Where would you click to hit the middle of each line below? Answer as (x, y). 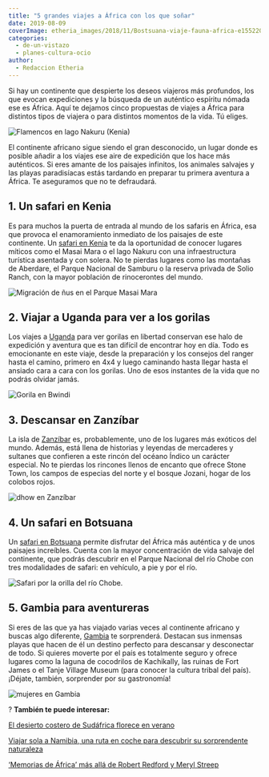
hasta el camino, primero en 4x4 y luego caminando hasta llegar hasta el (128, 362)
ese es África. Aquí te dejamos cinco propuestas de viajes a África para (126, 107)
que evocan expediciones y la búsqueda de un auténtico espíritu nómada (129, 99)
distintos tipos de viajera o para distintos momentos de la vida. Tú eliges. (128, 116)
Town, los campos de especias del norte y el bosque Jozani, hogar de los (129, 473)
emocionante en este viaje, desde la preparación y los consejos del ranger (131, 354)
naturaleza (26, 749)
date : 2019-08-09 (37, 23)
